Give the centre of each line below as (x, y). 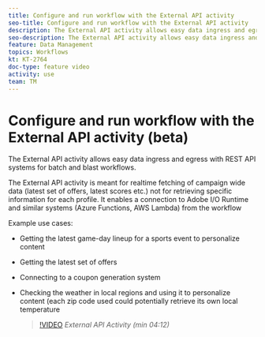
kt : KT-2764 (28, 60)
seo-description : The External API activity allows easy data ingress (127, 37)
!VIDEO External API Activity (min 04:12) (104, 325)
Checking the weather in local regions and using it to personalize (125, 293)
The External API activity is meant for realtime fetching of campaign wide (127, 183)
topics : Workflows (38, 52)
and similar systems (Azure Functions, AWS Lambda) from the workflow (125, 208)
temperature (40, 309)
